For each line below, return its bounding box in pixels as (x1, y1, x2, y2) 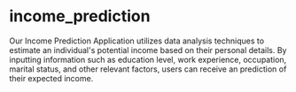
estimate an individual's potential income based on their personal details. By (9, 44, 287, 55)
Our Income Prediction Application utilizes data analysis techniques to (9, 35, 264, 46)
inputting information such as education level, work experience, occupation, (9, 54, 287, 65)
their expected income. (9, 73, 94, 83)
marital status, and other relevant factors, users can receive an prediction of (9, 64, 287, 74)
